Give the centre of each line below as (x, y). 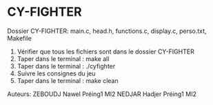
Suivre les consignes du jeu (56, 73)
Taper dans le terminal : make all (63, 58)
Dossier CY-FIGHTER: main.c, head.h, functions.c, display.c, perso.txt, (107, 31)
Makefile (20, 38)
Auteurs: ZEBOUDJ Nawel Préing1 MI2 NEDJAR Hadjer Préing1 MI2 (102, 94)
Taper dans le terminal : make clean (68, 80)
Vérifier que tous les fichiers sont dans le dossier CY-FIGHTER (105, 51)
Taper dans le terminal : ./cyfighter (66, 66)
